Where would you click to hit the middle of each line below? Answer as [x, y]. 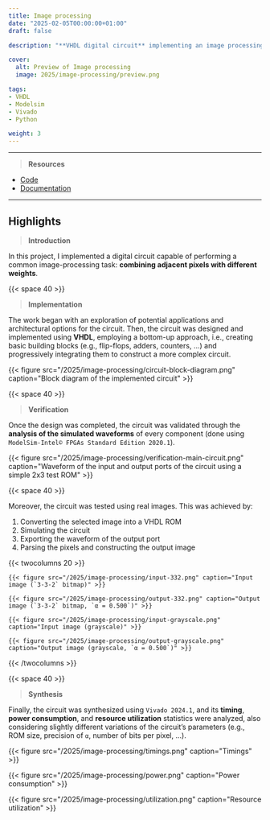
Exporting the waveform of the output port [90, 538]
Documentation [45, 188]
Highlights [35, 221]
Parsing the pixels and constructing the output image [108, 547]
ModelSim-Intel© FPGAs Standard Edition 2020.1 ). [92, 442]
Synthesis [45, 694]
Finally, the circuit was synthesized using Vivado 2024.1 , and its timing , [127, 710]
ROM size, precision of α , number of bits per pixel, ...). [97, 735]
